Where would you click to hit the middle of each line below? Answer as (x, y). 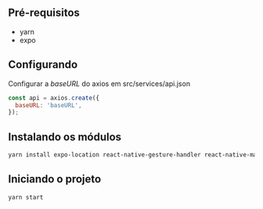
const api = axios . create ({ (54, 98)
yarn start (26, 197)
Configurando (43, 65)
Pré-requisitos (44, 13)
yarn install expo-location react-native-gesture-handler (104, 155)
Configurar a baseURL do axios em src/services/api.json (99, 83)
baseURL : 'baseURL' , (49, 105)
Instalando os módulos (65, 137)
